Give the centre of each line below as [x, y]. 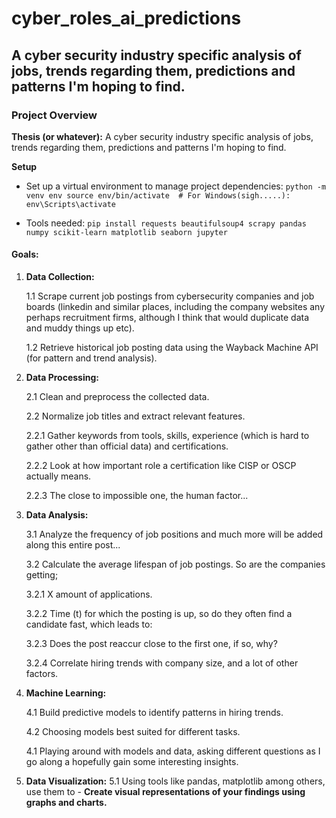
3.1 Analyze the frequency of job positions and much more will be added [174, 534]
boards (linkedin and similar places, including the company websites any [175, 307]
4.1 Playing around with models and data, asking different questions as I [173, 751]
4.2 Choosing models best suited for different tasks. [133, 732]
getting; [42, 575]
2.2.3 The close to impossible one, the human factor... [137, 496]
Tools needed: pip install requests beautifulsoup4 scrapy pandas [166, 223]
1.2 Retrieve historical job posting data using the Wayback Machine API [172, 348]
